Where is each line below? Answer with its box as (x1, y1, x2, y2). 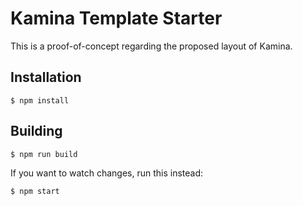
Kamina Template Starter (10, 7, 223, 30)
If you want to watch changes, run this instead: (10, 167, 204, 179)
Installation (10, 69, 82, 86)
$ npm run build (10, 149, 78, 159)
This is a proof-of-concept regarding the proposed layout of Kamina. (10, 40, 293, 52)
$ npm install (10, 95, 70, 106)
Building (10, 123, 63, 140)
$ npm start (10, 186, 60, 196)
